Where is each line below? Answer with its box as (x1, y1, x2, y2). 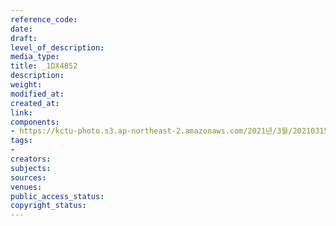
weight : (10, 80, 43, 90)
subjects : (10, 163, 52, 173)
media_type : (10, 52, 60, 62)
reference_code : (10, 14, 78, 25)
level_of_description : (10, 42, 105, 53)
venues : (10, 182, 43, 192)
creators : (10, 154, 52, 164)
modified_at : (10, 89, 65, 99)
